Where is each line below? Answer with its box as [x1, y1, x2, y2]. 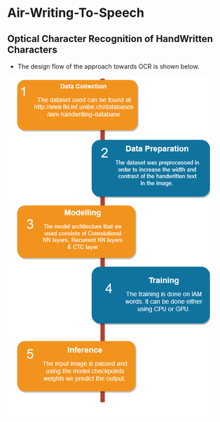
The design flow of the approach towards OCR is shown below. [17, 62, 200, 71]
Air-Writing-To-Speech [7, 5, 145, 21]
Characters [7, 43, 57, 55]
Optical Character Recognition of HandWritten [7, 33, 214, 45]
